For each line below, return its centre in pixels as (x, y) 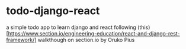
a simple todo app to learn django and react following (71, 27)
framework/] (21, 40)
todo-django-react (53, 11)
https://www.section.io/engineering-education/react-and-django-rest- (94, 33)
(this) (144, 27)
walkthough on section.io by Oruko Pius (86, 40)
